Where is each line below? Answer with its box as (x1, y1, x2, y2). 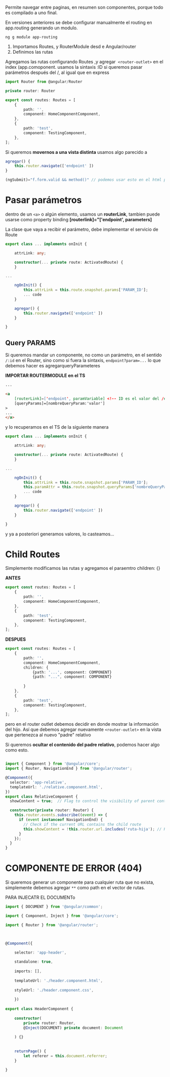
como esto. (5, 747, 29, 753)
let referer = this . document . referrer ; (23, 1053, 108, 1058)
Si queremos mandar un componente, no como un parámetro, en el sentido (5, 352, 162, 358)
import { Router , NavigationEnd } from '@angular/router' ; (5, 766, 133, 771)
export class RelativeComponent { (5, 794, 78, 799)
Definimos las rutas (12, 49, 53, 55)
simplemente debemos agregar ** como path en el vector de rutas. (5, 885, 145, 891)
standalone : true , (14, 959, 53, 965)
